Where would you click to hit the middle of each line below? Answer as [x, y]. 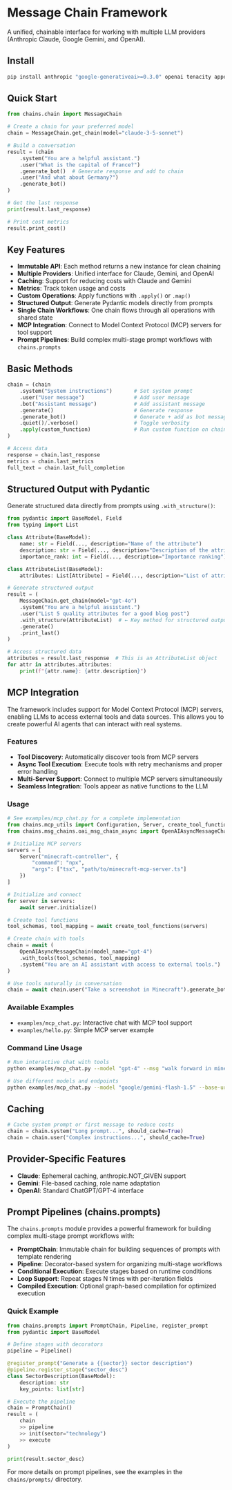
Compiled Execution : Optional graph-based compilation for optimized [117, 1286]
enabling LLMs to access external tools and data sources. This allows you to [116, 717]
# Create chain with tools [46, 939]
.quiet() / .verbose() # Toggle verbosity [105, 423]
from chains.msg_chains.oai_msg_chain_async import [83, 831]
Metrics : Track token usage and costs [71, 289]
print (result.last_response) [49, 209]
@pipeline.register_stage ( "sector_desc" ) [68, 1370]
